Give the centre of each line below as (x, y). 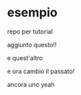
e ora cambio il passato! (41, 71)
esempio (33, 13)
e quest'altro (25, 58)
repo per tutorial (30, 31)
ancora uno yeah (31, 84)
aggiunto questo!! (32, 44)
